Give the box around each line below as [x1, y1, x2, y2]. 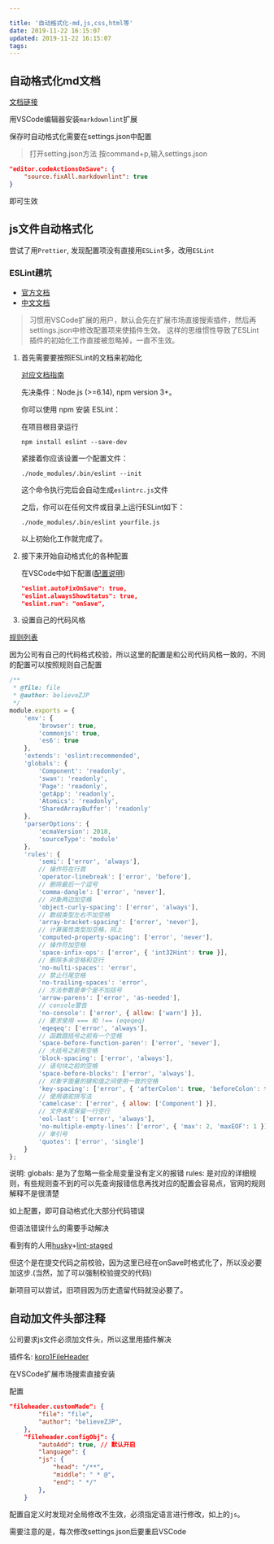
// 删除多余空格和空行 [38, 956, 104, 964]
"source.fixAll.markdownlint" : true [24, 172, 149, 181]
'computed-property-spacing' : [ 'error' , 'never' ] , [38, 933, 214, 942]
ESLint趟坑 [9, 268, 52, 279]
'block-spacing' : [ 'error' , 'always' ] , [38, 1054, 174, 1062]
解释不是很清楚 [9, 1189, 59, 1198]
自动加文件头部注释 [9, 1311, 106, 1325]
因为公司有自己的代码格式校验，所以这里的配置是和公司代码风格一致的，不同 [9, 650, 266, 660]
